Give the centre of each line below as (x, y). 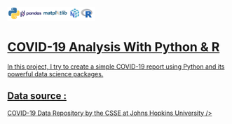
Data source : (37, 96)
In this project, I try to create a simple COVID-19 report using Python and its (116, 67)
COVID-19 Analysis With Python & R (114, 47)
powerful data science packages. (55, 74)
